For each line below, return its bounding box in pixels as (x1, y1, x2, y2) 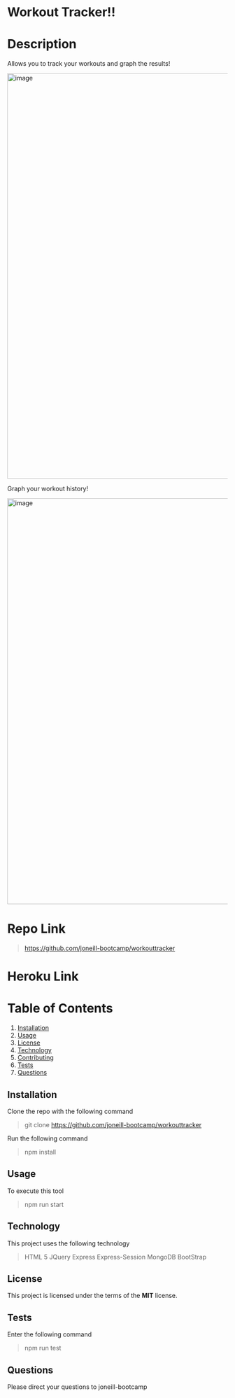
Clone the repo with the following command (7, 1107, 134, 1115)
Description (7, 36, 77, 52)
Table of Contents (7, 1001, 113, 1017)
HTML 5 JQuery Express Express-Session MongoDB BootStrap (24, 1252, 207, 1261)
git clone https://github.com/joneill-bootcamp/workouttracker (24, 1121, 202, 1129)
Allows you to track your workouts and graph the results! (7, 59, 171, 68)
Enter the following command (7, 1330, 92, 1339)
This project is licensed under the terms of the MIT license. (7, 1292, 178, 1300)
